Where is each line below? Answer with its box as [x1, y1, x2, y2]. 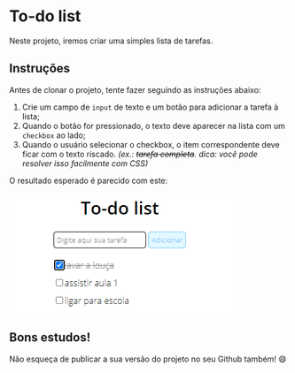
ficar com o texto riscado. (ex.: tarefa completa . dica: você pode [21, 148, 259, 159]
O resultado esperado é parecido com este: [9, 175, 168, 186]
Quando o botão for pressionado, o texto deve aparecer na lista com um [21, 120, 286, 131]
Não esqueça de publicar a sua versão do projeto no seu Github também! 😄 [9, 354, 287, 364]
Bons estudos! [9, 330, 91, 346]
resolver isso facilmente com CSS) [21, 157, 149, 169]
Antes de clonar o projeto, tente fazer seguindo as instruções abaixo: [9, 84, 261, 95]
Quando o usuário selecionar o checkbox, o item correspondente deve [21, 139, 281, 149]
